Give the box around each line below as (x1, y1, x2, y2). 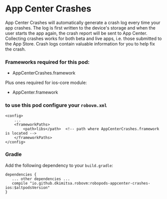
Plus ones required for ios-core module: (5, 79, 87, 85)
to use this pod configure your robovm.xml (5, 102, 107, 109)
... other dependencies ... (11, 176, 70, 181)
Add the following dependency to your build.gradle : (5, 162, 113, 168)
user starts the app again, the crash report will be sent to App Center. (5, 30, 148, 36)
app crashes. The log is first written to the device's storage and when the (5, 24, 156, 30)
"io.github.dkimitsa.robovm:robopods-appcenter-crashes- (29, 180, 151, 185)
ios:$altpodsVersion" (5, 185, 50, 190)
